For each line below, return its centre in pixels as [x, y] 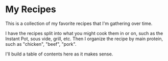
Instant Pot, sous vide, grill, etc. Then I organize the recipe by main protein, [84, 39]
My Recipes [31, 9]
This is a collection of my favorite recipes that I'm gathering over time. [79, 23]
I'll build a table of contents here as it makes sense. [59, 54]
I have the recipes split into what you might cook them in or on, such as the [84, 33]
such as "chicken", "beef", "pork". [41, 44]
